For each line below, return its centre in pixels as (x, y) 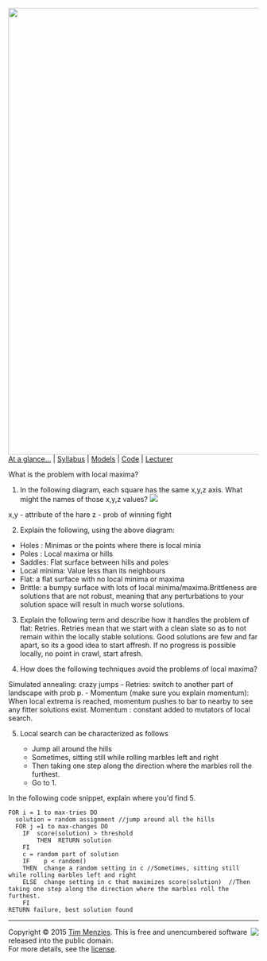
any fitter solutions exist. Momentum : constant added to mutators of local (129, 710)
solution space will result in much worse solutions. (102, 604)
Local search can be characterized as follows (94, 733)
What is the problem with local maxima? (74, 474)
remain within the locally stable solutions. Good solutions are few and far (139, 637)
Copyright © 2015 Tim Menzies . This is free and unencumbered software (128, 932)
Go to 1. (44, 783)
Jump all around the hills (72, 749)
